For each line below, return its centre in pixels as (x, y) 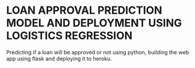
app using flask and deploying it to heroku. (59, 58)
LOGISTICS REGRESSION (70, 36)
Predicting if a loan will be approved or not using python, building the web (98, 52)
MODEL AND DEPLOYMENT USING (94, 23)
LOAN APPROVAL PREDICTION (84, 10)
